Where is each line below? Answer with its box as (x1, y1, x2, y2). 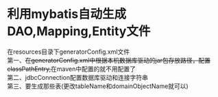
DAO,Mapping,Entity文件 (7, 23, 151, 39)
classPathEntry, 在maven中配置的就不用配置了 (7, 65, 136, 73)
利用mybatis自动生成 (7, 6, 127, 22)
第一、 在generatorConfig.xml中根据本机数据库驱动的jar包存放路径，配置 (7, 56, 211, 64)
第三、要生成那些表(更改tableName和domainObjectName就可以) (7, 82, 189, 90)
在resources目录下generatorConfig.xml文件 (7, 47, 130, 56)
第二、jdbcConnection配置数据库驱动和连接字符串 (7, 73, 149, 81)
